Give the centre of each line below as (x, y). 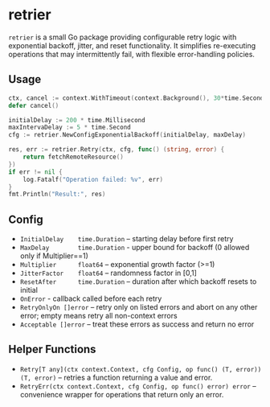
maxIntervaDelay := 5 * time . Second (70, 127)
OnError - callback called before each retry (91, 298)
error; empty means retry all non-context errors (99, 316)
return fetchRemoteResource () (74, 157)
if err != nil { (35, 172)
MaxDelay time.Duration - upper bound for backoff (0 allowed (135, 248)
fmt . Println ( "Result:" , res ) (57, 195)
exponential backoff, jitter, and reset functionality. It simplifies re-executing (132, 45)
